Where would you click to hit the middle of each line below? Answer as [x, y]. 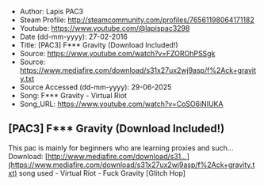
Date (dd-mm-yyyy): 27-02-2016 [74, 36]
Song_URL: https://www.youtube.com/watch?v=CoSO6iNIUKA [121, 104]
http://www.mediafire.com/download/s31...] [119, 156]
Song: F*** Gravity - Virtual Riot [73, 95]
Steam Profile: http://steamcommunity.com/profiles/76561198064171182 [137, 20]
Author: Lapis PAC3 [52, 11]
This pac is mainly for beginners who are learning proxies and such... [121, 148]
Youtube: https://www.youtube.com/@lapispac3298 [105, 28]
